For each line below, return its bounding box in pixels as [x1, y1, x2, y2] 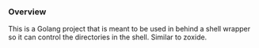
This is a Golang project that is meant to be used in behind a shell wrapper [8, 24, 251, 34]
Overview [8, 6, 47, 17]
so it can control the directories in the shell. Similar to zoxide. [8, 32, 208, 42]
